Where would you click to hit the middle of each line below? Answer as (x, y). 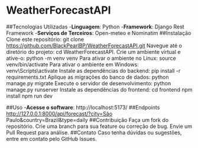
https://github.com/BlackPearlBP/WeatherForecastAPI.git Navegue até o (94, 46)
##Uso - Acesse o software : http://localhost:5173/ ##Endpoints (83, 107)
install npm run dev (30, 96)
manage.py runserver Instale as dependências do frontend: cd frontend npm (99, 89)
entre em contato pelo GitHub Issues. (51, 139)
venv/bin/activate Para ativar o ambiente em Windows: (72, 64)
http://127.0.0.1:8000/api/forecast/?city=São (59, 114)
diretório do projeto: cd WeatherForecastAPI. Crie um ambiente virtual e (93, 52)
